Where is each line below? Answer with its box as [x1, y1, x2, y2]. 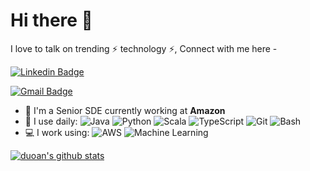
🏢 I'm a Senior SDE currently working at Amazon [24, 104, 226, 116]
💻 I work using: [24, 126, 90, 138]
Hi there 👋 [10, 9, 93, 32]
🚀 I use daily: [24, 115, 78, 127]
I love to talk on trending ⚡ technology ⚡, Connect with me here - [10, 42, 278, 54]
